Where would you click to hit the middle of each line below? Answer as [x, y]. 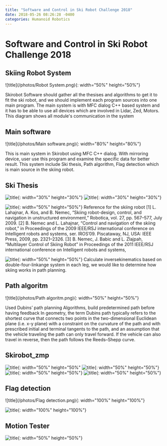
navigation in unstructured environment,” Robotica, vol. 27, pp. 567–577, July [84, 218]
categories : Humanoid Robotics [38, 19]
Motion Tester [27, 426]
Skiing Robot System [38, 73]
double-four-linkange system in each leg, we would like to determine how [81, 265]
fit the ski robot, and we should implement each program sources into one [81, 100]
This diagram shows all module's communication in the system [70, 116]
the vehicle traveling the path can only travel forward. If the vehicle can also [83, 334]
